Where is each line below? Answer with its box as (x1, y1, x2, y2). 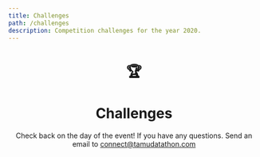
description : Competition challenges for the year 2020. (8, 26, 202, 34)
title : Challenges (8, 11, 69, 20)
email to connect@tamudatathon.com (72, 139, 196, 148)
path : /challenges (8, 19, 69, 27)
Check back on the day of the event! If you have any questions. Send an (15, 131, 253, 140)
